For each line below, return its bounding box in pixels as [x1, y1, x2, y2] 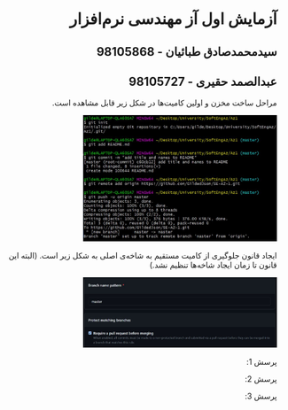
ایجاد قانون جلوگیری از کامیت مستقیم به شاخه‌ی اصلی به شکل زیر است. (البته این [8, 251, 277, 261]
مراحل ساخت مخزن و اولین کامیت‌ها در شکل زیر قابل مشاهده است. [51, 97, 277, 108]
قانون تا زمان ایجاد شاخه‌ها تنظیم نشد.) [149, 259, 277, 270]
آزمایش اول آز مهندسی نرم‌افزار [69, 9, 277, 29]
